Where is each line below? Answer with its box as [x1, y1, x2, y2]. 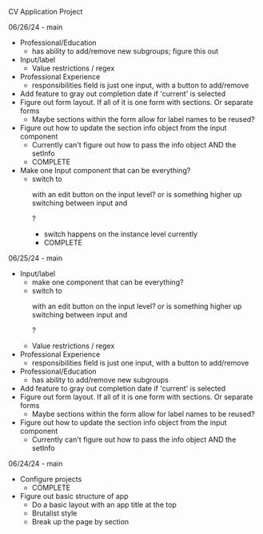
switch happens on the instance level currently [43, 229, 198, 239]
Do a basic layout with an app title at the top [31, 500, 177, 509]
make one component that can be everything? [31, 277, 184, 287]
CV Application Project [8, 7, 83, 16]
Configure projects [19, 475, 82, 483]
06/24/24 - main [8, 459, 63, 468]
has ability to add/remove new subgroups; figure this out [31, 47, 219, 55]
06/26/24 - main [8, 22, 63, 31]
